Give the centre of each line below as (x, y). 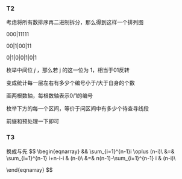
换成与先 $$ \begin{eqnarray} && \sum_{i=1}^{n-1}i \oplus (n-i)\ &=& (90, 151)
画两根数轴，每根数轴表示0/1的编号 (50, 96)
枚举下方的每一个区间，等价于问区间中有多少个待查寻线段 (77, 108)
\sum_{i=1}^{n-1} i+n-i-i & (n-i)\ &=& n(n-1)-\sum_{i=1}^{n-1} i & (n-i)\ (91, 158)
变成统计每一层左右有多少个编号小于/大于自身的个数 (71, 83)
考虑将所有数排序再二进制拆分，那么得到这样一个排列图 (75, 22)
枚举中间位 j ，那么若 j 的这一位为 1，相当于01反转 (68, 70)
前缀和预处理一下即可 (33, 121)
